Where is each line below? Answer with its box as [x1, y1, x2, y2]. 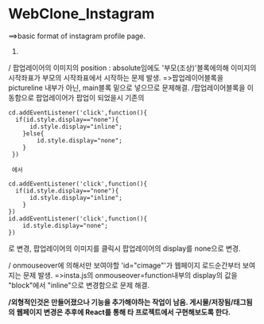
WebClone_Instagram [8, 5, 155, 23]
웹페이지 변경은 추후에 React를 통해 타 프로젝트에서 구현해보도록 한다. [16, 307, 231, 317]
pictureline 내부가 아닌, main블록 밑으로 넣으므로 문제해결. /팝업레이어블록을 [8, 83, 246, 92]
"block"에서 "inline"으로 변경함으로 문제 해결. [8, 280, 150, 290]
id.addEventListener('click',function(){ [8, 214, 148, 223]
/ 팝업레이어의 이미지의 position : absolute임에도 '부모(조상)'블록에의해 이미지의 [8, 63, 257, 72]
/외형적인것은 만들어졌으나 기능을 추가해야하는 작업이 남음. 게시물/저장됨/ [8, 297, 234, 306]
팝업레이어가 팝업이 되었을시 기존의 [35, 92, 145, 102]
